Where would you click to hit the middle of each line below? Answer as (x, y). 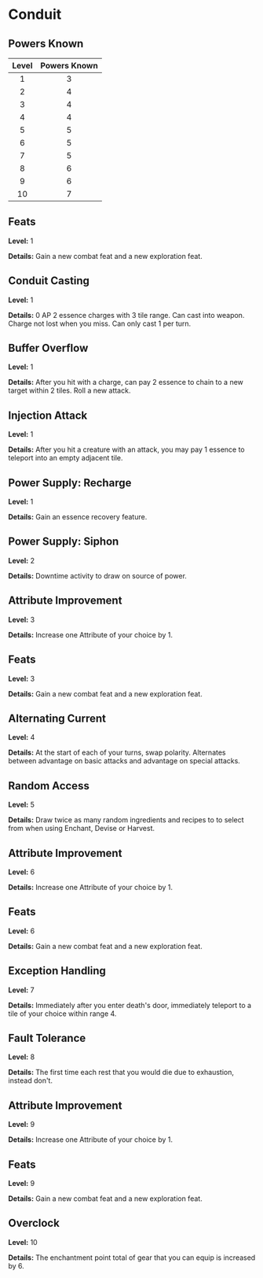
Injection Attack (48, 415)
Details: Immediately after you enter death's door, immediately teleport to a (130, 1005)
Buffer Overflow (48, 348)
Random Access (49, 786)
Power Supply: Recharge (70, 483)
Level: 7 (21, 990)
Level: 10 (23, 1242)
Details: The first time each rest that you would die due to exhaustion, (121, 1073)
